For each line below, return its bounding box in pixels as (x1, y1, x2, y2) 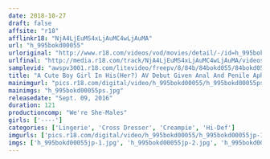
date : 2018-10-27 (8, 11, 67, 20)
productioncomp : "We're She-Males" (8, 109, 128, 117)
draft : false (8, 19, 52, 27)
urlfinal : (8, 57, 42, 65)
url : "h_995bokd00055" (8, 42, 84, 50)
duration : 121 (8, 101, 56, 109)
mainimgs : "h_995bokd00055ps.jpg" (8, 86, 125, 95)
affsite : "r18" (8, 26, 59, 35)
